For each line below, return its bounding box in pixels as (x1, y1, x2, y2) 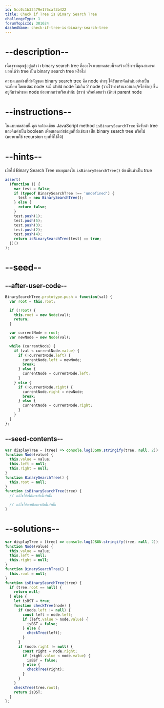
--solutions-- (5, 523, 60, 535)
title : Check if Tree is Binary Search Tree (5, 12, 97, 17)
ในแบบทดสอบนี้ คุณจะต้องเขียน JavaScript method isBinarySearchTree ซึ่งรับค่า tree (5, 123, 158, 128)
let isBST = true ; (14, 599, 51, 604)
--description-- (5, 47, 69, 58)
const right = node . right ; (22, 649, 78, 654)
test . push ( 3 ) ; (14, 222, 42, 228)
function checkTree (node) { (14, 603, 71, 608)
